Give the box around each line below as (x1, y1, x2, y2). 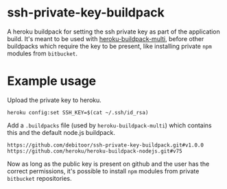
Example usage (7, 73, 97, 89)
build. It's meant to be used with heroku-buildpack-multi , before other (7, 34, 204, 42)
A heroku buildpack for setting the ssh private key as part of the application (7, 27, 221, 36)
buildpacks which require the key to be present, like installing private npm (7, 42, 213, 50)
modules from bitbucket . (7, 49, 77, 58)
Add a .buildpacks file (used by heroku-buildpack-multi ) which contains (7, 121, 212, 129)
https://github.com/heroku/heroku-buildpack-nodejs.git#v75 (7, 147, 183, 155)
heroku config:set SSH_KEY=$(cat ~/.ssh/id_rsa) (7, 109, 149, 116)
